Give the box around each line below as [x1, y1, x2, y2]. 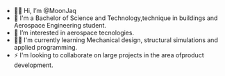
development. [13, 61, 53, 69]
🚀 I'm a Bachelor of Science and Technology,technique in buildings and [13, 14, 218, 22]
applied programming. [13, 44, 78, 51]
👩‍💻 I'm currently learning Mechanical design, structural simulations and [13, 36, 219, 44]
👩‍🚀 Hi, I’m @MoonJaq [13, 7, 76, 15]
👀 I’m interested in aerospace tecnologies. [13, 28, 134, 37]
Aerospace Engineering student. [13, 21, 106, 29]
